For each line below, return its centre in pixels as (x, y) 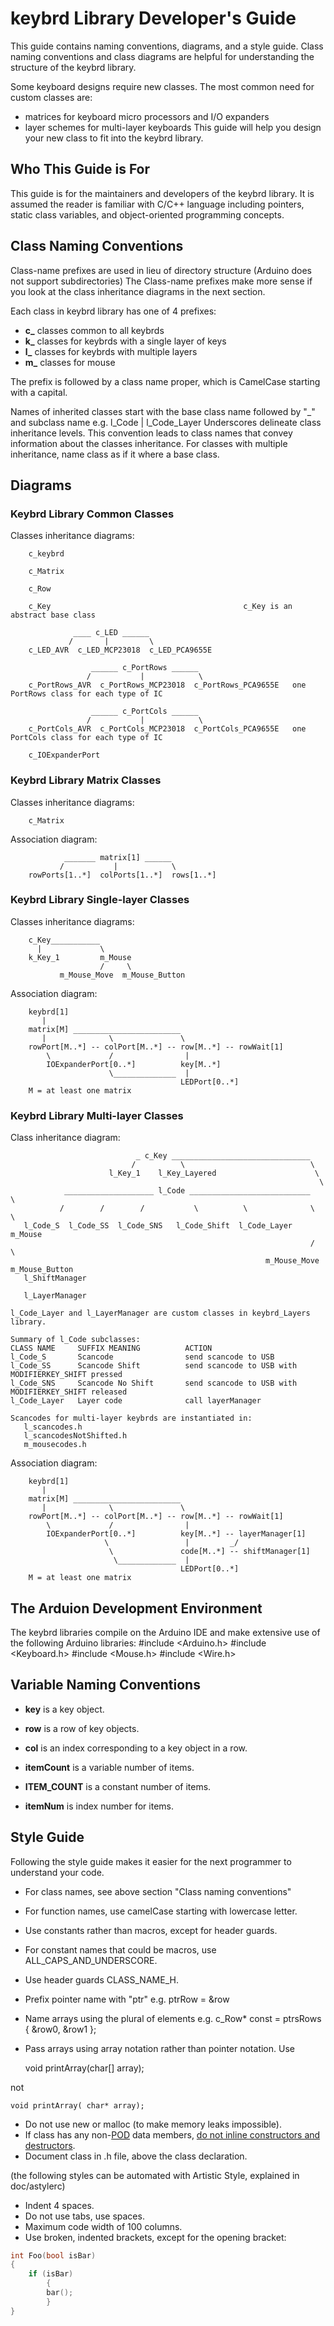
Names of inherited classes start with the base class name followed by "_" (163, 411)
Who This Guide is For (80, 169)
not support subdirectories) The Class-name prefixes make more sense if (161, 281)
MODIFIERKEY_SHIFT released (69, 1392)
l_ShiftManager (55, 1278)
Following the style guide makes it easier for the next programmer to (151, 1861)
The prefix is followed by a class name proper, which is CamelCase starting (165, 381)
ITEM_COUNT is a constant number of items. (118, 1786)
